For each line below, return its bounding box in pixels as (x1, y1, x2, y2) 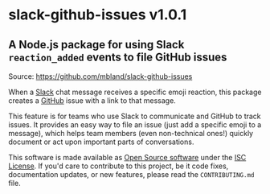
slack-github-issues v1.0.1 (8, 6, 187, 24)
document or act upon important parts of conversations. (8, 137, 194, 147)
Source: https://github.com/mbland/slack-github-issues (8, 72, 193, 81)
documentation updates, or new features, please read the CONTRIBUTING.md (8, 170, 255, 179)
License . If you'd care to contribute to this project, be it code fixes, (8, 161, 229, 171)
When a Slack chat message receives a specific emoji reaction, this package (8, 87, 262, 97)
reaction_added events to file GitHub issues (8, 50, 227, 64)
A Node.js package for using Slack (8, 38, 185, 52)
